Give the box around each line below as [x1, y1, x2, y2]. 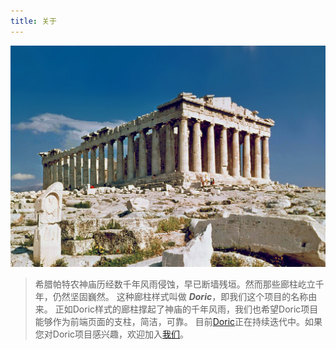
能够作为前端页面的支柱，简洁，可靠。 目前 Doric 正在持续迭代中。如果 [34, 315, 323, 327]
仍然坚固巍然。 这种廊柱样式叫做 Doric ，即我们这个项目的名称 [52, 290, 309, 302]
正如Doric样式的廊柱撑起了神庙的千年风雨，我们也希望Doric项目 [54, 303, 319, 315]
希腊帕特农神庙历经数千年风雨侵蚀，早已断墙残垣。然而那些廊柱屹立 [34, 278, 316, 290]
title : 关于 [10, 16, 57, 26]
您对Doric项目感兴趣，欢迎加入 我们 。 [34, 328, 190, 340]
